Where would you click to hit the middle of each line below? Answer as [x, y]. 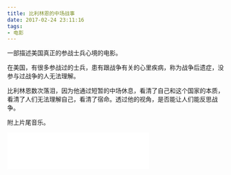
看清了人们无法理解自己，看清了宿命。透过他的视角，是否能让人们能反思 [109, 100]
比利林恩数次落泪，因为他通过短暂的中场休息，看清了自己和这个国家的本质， [115, 91]
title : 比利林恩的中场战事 [41, 13]
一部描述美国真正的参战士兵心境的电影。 [64, 53]
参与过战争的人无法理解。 [43, 76]
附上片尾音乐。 [28, 122]
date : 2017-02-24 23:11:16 [46, 20]
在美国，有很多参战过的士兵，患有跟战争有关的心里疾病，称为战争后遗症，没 [115, 68]
